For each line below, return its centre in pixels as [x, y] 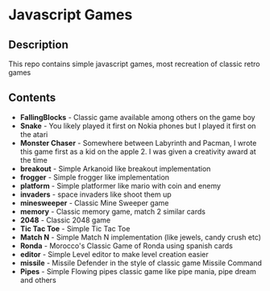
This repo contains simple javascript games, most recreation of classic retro [134, 64]
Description [38, 45]
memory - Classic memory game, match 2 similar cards [112, 211]
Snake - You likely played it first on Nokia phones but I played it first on [138, 126]
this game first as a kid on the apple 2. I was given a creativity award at [138, 152]
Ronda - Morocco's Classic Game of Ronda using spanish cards [127, 245]
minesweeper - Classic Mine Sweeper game [94, 202]
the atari [34, 134]
